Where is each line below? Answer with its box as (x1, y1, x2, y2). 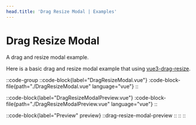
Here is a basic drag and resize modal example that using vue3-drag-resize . (6, 65, 191, 72)
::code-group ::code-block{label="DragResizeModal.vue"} (6, 76, 148, 83)
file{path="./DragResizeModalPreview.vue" (6, 100, 110, 107)
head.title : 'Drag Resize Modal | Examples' (6, 8, 117, 15)
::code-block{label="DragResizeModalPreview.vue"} (6, 94, 134, 101)
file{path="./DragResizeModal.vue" (6, 83, 91, 90)
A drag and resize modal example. (6, 54, 89, 61)
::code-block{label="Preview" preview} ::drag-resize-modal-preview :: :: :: (6, 111, 186, 119)
